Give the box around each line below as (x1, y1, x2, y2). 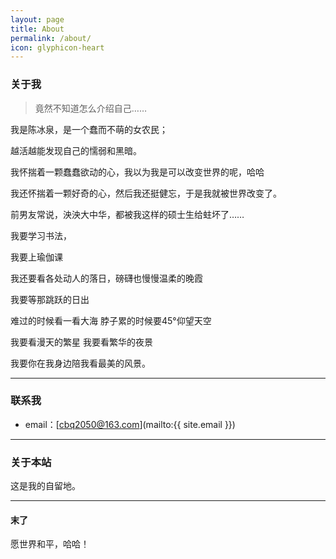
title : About (10, 24, 65, 34)
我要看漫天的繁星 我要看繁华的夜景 (10, 336, 153, 348)
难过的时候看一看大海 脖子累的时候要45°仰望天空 (10, 314, 212, 326)
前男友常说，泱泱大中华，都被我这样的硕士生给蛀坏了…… (10, 208, 245, 220)
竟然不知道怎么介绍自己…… (34, 102, 147, 114)
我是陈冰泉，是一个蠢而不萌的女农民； (10, 123, 168, 135)
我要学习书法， (10, 229, 72, 241)
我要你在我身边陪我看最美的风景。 (10, 357, 151, 369)
